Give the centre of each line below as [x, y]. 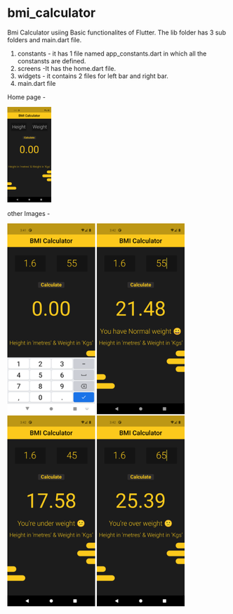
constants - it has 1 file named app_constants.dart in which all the [112, 53]
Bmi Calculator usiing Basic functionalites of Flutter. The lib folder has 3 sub [117, 32]
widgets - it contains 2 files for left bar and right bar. [93, 76]
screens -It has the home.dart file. [67, 68]
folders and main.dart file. [45, 39]
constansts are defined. [52, 60]
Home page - [26, 97]
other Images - [29, 213]
